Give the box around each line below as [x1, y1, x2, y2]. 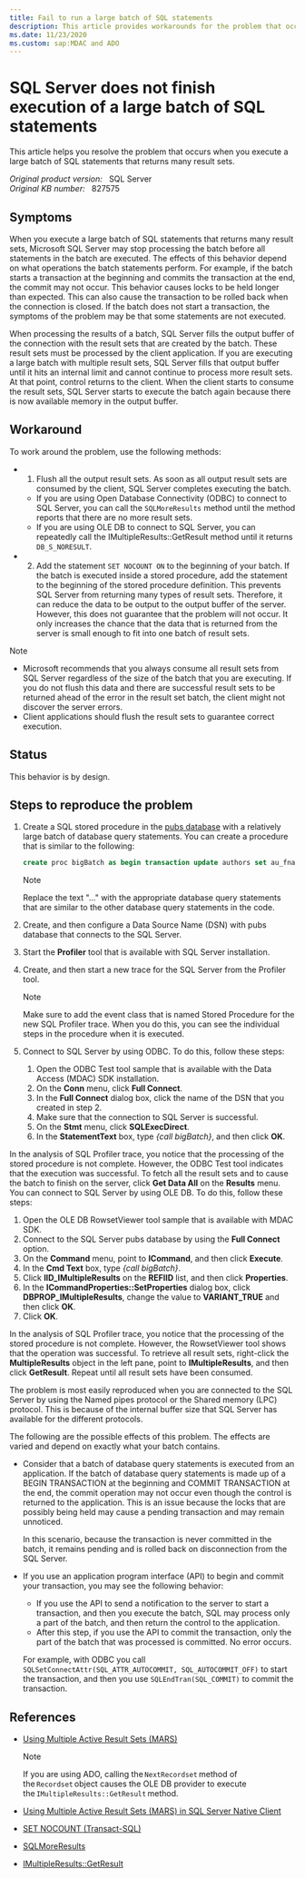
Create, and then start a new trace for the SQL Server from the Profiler [22, 964, 286, 976]
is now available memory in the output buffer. [9, 396, 179, 407]
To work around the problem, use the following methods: [9, 446, 221, 457]
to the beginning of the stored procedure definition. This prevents [35, 579, 281, 590]
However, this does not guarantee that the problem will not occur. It [35, 608, 289, 619]
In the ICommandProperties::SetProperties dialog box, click [22, 1282, 251, 1293]
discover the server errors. [22, 701, 123, 713]
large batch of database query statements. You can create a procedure [22, 831, 289, 842]
